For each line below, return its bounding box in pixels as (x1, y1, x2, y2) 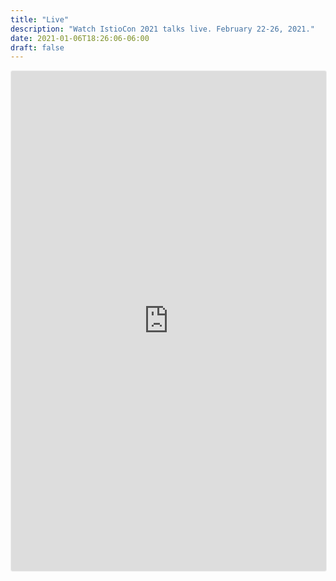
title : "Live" (10, 14, 70, 25)
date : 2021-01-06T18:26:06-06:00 (10, 33, 150, 43)
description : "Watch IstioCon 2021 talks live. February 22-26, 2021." (10, 24, 315, 34)
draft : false (10, 42, 65, 53)
